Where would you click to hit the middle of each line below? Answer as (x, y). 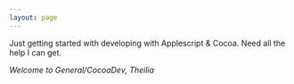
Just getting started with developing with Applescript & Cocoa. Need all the (147, 43)
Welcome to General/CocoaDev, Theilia (82, 70)
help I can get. (36, 52)
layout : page (33, 17)
